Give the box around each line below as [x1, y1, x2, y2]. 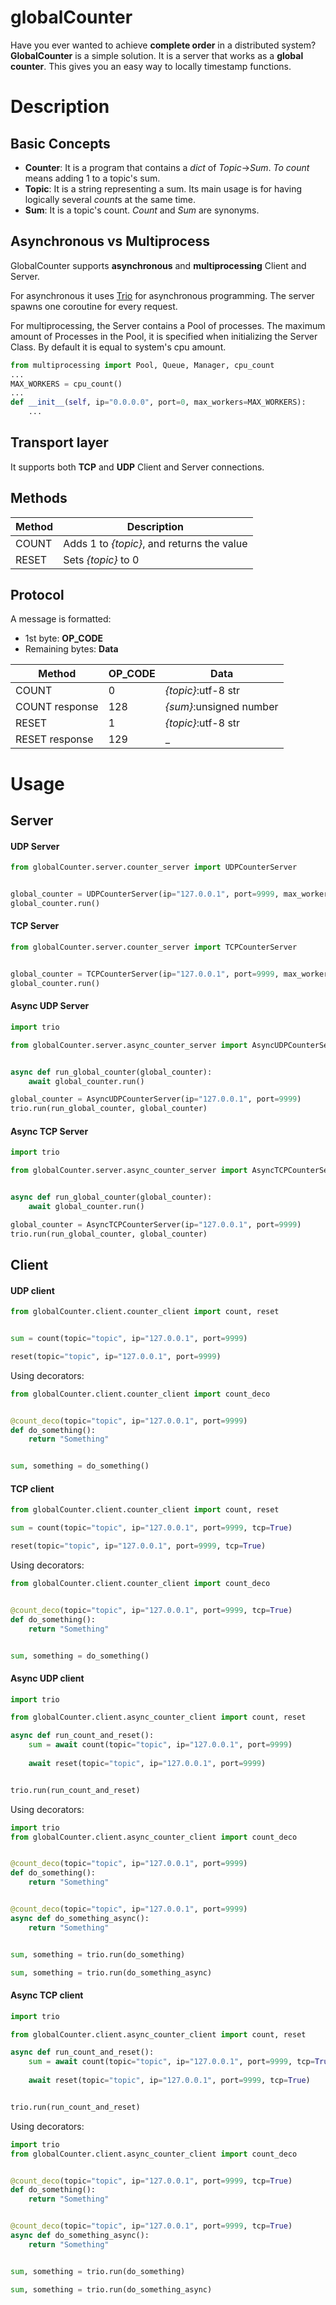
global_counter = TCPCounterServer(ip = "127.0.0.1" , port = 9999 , [10, 969, 280, 979]
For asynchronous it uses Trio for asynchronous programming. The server [10, 289, 315, 301]
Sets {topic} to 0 [63, 552, 140, 566]
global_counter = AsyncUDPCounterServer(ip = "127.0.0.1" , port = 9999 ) [10, 1094, 302, 1105]
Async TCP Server [10, 1125, 89, 1137]
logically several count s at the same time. [24, 193, 197, 205]
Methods [10, 490, 68, 507]
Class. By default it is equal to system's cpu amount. [10, 341, 227, 353]
